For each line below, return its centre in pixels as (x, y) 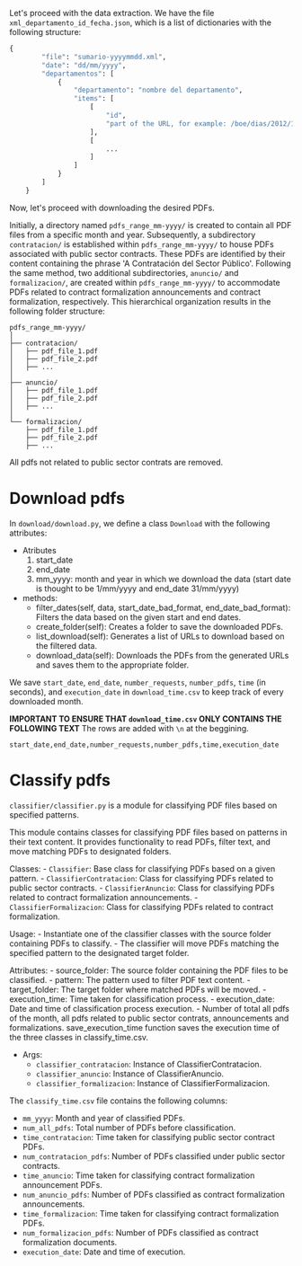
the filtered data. (67, 645)
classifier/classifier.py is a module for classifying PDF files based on (143, 805)
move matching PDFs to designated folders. (90, 851)
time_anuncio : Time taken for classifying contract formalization (138, 1175)
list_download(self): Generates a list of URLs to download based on (160, 636)
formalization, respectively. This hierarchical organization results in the (140, 301)
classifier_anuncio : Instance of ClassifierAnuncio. (130, 1074)
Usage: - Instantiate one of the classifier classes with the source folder (140, 934)
